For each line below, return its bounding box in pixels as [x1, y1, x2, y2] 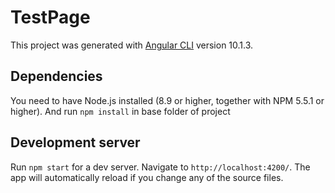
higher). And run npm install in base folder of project [10, 105, 231, 117]
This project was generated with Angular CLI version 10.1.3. [10, 39, 254, 51]
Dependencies [10, 68, 103, 85]
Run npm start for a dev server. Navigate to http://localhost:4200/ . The [10, 161, 311, 173]
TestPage [10, 6, 91, 29]
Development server [10, 134, 141, 151]
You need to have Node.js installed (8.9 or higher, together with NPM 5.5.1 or [10, 94, 325, 106]
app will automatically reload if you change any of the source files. [10, 171, 284, 183]
